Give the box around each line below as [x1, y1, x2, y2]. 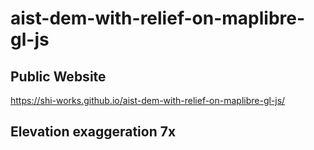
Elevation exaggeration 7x [10, 123, 177, 141]
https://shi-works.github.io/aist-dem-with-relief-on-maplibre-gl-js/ [10, 95, 286, 106]
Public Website [10, 68, 107, 85]
